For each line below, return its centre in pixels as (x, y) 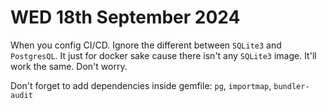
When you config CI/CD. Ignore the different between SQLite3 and (146, 45)
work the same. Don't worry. (69, 66)
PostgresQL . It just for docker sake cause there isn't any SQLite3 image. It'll (163, 55)
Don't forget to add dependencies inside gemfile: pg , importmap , (141, 85)
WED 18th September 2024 (125, 17)
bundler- (291, 86)
